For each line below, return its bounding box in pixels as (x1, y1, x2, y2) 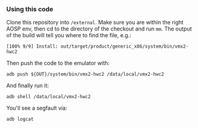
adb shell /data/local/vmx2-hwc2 (6, 94, 91, 100)
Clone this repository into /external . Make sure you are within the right (6, 19, 184, 26)
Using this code (6, 5, 53, 13)
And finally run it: (6, 82, 49, 90)
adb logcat (6, 116, 34, 123)
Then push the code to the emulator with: (6, 60, 110, 67)
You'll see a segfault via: (6, 104, 67, 112)
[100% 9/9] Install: (6, 43, 59, 50)
